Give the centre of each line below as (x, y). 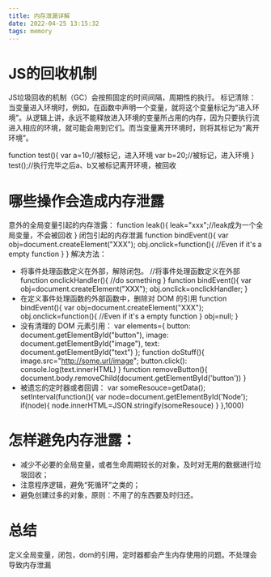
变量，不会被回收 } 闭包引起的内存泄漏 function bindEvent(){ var (122, 235)
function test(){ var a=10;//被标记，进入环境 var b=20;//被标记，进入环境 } (131, 156)
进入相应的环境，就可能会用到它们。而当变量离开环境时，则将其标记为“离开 (134, 128)
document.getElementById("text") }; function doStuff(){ (112, 353)
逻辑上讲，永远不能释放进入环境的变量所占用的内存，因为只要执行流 (146, 118)
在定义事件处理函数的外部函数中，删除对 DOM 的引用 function (123, 299)
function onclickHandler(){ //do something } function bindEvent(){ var (136, 280)
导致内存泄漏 (30, 565)
